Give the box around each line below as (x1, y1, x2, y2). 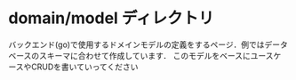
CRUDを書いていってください (31, 61, 139, 72)
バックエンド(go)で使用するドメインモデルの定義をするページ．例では (8, 39, 265, 50)
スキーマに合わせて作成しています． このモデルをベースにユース (38, 50, 274, 60)
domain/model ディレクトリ (8, 8, 214, 28)
